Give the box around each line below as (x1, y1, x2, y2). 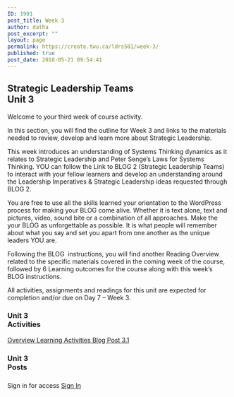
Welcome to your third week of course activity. (7, 112, 143, 121)
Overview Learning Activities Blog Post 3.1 (7, 336, 130, 344)
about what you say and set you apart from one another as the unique (7, 228, 210, 237)
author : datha (7, 23, 49, 30)
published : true (7, 50, 55, 57)
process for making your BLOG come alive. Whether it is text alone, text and (7, 206, 228, 214)
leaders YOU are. (7, 236, 58, 244)
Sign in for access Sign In (7, 381, 82, 389)
